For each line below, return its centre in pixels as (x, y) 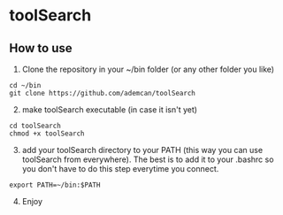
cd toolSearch (35, 126)
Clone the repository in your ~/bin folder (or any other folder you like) (148, 69)
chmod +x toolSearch (47, 134)
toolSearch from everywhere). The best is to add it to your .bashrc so (148, 159)
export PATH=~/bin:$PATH (55, 185)
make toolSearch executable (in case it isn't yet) (109, 110)
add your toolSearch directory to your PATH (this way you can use (142, 150)
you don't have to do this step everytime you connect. (120, 169)
